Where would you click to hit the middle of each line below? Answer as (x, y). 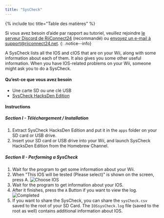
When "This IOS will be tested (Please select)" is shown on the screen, (83, 174)
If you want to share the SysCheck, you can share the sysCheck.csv (80, 200)
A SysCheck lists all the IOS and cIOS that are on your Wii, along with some (81, 53)
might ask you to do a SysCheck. (38, 68)
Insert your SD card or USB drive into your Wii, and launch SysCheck (81, 141)
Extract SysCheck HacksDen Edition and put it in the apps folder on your (84, 131)
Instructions (18, 107)
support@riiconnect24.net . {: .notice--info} (48, 43)
